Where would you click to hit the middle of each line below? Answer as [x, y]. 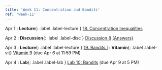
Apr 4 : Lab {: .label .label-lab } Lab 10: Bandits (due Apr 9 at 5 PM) [72, 62]
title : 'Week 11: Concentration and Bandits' [52, 10]
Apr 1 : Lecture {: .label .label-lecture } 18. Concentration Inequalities [74, 28]
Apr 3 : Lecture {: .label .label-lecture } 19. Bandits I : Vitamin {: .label [74, 47]
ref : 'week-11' [21, 14]
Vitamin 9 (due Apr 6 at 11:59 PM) [47, 53]
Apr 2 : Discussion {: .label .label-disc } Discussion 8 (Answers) [69, 38]
